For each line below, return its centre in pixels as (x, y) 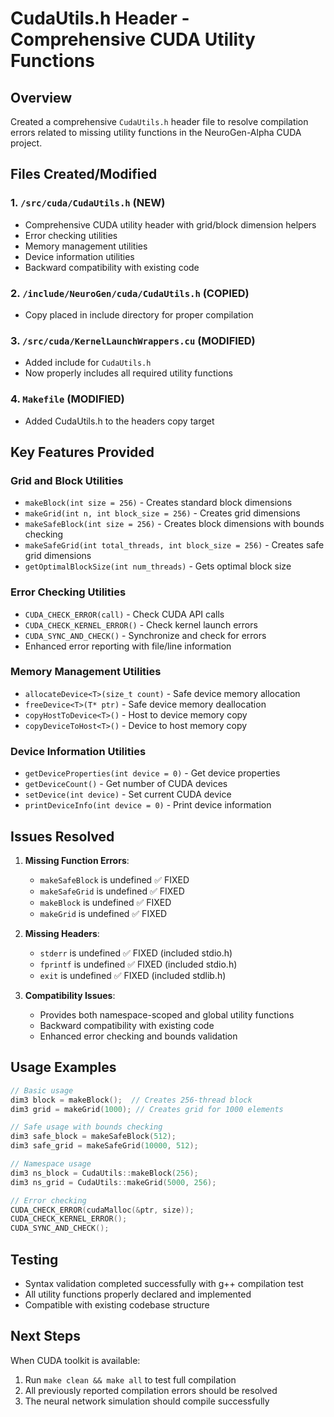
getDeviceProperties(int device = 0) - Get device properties (152, 773)
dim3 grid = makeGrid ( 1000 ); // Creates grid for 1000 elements (147, 1109)
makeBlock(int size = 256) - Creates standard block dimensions (158, 503)
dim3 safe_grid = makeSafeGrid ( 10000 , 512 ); (104, 1146)
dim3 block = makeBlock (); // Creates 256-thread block (131, 1100)
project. (26, 143)
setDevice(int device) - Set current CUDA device (128, 794)
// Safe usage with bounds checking (86, 1127)
